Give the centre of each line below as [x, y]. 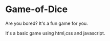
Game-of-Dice [37, 9]
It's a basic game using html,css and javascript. [55, 33]
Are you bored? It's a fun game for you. [47, 23]
